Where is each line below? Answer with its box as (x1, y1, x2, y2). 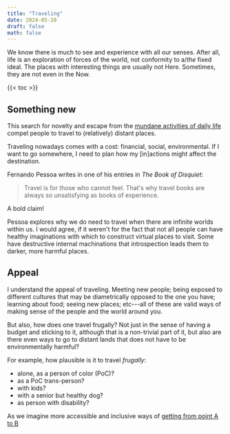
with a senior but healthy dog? (17, 391, 103, 400)
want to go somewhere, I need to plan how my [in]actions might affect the (7, 149, 217, 158)
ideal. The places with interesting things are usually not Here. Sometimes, (7, 63, 216, 71)
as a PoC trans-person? (17, 376, 85, 384)
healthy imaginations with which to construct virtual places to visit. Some (7, 232, 214, 241)
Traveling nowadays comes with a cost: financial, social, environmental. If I (7, 143, 219, 151)
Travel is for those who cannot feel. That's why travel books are (23, 184, 205, 192)
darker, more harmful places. (7, 247, 90, 256)
